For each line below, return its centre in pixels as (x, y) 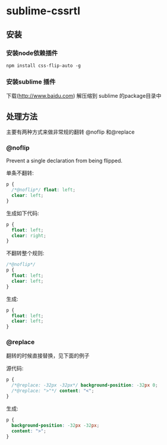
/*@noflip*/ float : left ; (44, 190)
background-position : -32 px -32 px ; (56, 425)
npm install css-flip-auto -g (44, 66)
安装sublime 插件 (31, 82)
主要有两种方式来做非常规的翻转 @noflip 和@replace (70, 132)
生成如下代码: (23, 213)
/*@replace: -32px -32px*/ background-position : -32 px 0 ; (85, 385)
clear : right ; (29, 236)
